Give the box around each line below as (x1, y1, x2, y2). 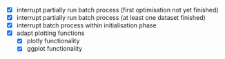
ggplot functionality (26, 45, 83, 53)
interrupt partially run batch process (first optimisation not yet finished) (16, 6, 219, 14)
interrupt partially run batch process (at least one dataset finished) (16, 14, 206, 22)
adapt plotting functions (16, 29, 85, 37)
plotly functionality (26, 37, 80, 45)
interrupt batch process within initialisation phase (16, 21, 157, 29)
